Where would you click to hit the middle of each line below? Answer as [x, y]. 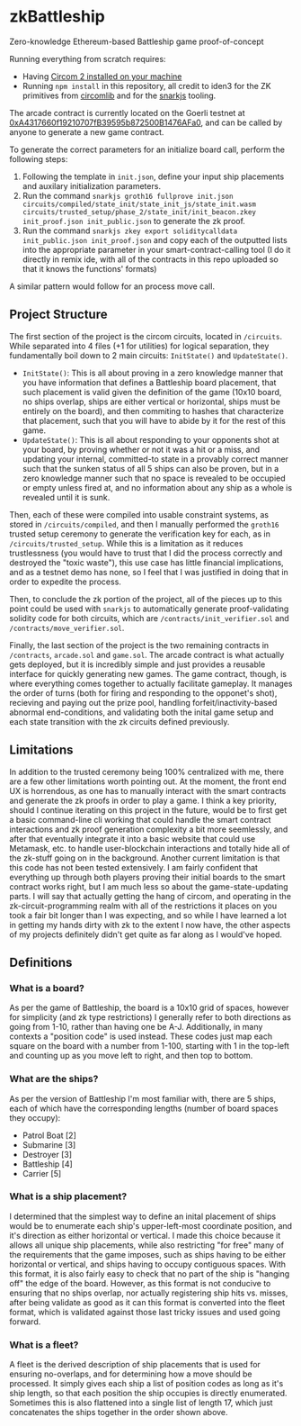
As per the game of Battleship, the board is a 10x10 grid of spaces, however [149, 1008]
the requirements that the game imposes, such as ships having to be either [147, 1254]
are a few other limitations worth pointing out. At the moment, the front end [148, 781]
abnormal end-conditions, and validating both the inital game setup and [142, 712]
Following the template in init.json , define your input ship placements [153, 176]
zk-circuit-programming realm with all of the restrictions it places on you [143, 906]
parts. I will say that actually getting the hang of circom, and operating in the [150, 896]
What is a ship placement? [68, 1196]
